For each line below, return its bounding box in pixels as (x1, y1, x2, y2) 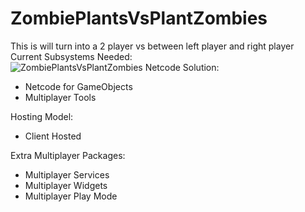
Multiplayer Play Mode (24, 190, 118, 202)
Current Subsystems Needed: (10, 50, 133, 62)
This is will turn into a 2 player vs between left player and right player (10, 40, 295, 52)
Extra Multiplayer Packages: (10, 149, 126, 161)
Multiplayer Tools (24, 91, 97, 103)
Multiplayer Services (24, 168, 110, 181)
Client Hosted (24, 130, 82, 142)
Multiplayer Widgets (24, 179, 108, 191)
